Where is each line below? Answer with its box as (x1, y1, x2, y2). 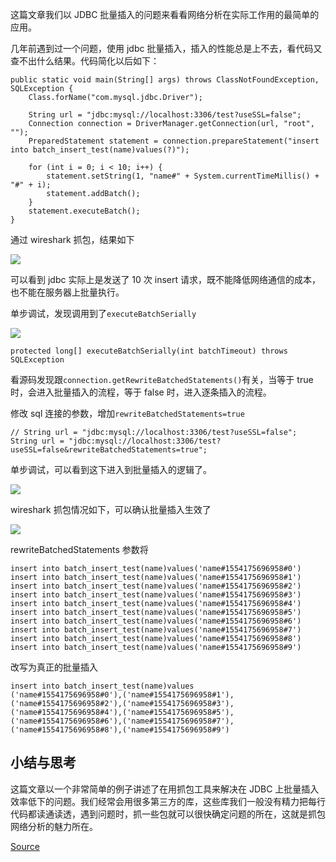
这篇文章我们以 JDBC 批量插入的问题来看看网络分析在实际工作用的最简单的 (10, 9, 320, 20)
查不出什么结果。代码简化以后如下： (10, 55, 160, 67)
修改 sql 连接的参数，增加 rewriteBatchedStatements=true (10, 408, 245, 419)
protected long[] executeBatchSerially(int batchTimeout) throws (10, 346, 288, 356)
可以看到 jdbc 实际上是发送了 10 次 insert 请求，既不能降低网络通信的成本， (10, 274, 321, 285)
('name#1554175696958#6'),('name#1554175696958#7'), (10, 716, 235, 726)
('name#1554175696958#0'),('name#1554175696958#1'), (10, 690, 235, 700)
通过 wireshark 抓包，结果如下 (10, 234, 135, 245)
